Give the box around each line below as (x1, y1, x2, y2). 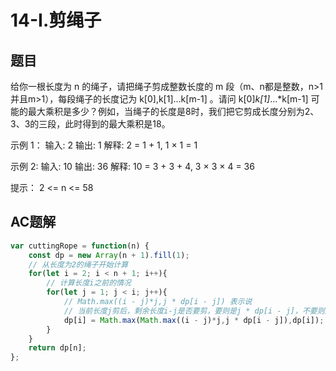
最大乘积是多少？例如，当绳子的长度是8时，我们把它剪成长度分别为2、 (27, 106, 320, 117)
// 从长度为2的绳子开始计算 (28, 259, 129, 270)
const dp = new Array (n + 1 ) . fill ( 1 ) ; (28, 250, 190, 260)
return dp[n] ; (28, 343, 87, 353)
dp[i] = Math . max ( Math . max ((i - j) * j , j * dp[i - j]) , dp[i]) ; (63, 315, 325, 325)
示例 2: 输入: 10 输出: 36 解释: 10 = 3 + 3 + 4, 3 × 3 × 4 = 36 (10, 161, 255, 172)
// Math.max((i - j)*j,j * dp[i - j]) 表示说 (63, 297, 253, 307)
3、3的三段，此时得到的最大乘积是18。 (10, 118, 171, 130)
